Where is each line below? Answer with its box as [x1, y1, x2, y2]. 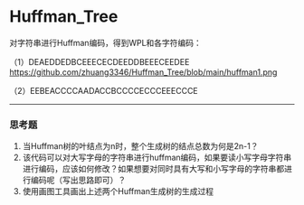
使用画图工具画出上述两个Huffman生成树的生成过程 [22, 186, 214, 197]
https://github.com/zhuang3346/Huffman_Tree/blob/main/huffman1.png [9, 66, 278, 78]
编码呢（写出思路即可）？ [30, 174, 127, 186]
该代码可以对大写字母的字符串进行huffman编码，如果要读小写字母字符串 [22, 152, 292, 163]
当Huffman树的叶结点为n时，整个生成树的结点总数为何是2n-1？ [22, 141, 259, 152]
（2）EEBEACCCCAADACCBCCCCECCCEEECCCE [9, 85, 199, 96]
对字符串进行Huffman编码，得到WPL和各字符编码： [9, 37, 202, 48]
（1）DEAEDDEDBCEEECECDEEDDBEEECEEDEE [9, 56, 190, 67]
